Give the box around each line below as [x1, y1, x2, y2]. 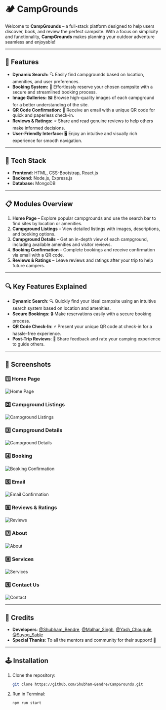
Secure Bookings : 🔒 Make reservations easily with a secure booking [12, 311, 152, 317]
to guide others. [12, 341, 45, 347]
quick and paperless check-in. [12, 112, 74, 118]
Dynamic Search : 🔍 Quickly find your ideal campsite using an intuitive [12, 298, 157, 304]
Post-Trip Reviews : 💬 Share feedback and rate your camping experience [12, 336, 161, 342]
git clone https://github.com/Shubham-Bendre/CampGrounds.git [12, 682, 143, 687]
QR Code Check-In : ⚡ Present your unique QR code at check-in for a [12, 324, 152, 330]
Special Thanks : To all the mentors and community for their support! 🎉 [12, 637, 157, 643]
